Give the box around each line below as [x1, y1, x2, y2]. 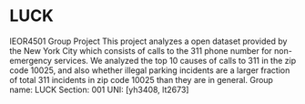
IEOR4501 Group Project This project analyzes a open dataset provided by [9, 36, 288, 47]
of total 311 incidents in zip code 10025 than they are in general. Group [9, 74, 273, 85]
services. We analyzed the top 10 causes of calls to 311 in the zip [54, 55, 297, 66]
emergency [9, 55, 53, 66]
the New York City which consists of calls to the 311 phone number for [9, 45, 273, 56]
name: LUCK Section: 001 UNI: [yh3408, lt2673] [9, 84, 189, 95]
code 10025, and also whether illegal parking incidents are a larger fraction [9, 65, 290, 76]
